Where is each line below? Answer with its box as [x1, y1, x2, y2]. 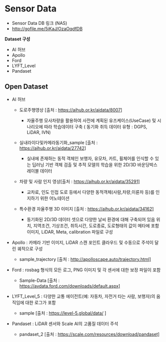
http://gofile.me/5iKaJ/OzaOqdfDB [11, 25, 83, 31]
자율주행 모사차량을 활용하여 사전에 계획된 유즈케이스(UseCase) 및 [26, 117, 156, 123]
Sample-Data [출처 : [19, 277, 60, 283]
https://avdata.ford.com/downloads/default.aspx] [19, 283, 120, 289]
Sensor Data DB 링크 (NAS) [11, 20, 68, 26]
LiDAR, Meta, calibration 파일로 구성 [41, 228, 113, 234]
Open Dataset [4, 83, 48, 91]
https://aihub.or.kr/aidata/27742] [19, 145, 86, 151]
